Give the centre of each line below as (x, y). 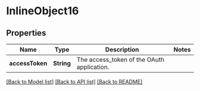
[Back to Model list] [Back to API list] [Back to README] (74, 82)
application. (93, 67)
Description (122, 50)
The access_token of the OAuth (121, 59)
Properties (26, 33)
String (62, 63)
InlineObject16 (43, 11)
